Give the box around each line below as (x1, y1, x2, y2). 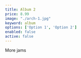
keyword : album (5, 20, 36, 26)
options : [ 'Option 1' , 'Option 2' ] (5, 25, 77, 30)
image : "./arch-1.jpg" (5, 16, 51, 21)
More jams (5, 47, 27, 53)
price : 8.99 (5, 12, 29, 16)
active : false (5, 34, 34, 39)
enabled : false (5, 29, 36, 34)
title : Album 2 (5, 7, 36, 12)
